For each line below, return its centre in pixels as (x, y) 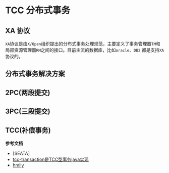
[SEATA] (21, 153)
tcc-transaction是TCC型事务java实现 (51, 159)
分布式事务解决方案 (35, 74)
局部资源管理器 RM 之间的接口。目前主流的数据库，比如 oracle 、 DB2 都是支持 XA (85, 50)
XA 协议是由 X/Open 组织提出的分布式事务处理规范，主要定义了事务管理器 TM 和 (83, 44)
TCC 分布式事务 (38, 10)
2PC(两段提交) (28, 92)
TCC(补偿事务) (28, 130)
